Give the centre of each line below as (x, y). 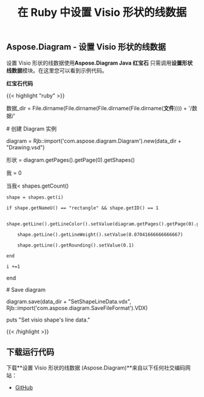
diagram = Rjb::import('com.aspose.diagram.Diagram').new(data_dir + (94, 141)
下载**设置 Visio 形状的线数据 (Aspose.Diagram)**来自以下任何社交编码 (96, 368)
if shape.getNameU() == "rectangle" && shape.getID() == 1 (83, 208)
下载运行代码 (30, 352)
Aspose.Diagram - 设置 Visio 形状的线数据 (86, 47)
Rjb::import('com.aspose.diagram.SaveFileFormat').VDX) (77, 307)
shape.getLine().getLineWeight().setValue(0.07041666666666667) (100, 234)
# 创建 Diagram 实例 (32, 128)
